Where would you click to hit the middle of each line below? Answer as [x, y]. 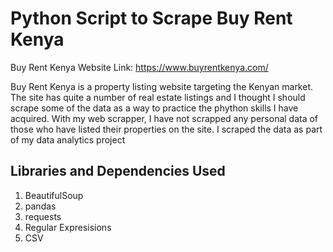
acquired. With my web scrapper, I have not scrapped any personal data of [164, 118]
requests [43, 216]
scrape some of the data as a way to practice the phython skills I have [154, 108]
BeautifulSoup [54, 195]
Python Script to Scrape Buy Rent [151, 18]
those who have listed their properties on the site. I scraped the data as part [166, 129]
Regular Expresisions [68, 227]
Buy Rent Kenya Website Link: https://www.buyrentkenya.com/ [139, 67]
